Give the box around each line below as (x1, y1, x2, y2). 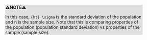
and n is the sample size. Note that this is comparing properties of (5, 19, 139, 25)
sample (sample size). (5, 30, 49, 35)
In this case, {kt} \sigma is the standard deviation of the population (5, 14, 142, 20)
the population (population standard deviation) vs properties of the (5, 24, 140, 30)
